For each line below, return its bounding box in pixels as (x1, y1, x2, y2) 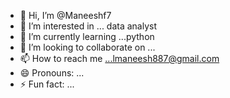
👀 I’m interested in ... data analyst (19, 20, 158, 32)
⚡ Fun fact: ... (19, 78, 75, 90)
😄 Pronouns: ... (19, 67, 85, 79)
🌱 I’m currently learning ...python (19, 31, 155, 42)
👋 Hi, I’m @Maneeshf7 (19, 10, 112, 21)
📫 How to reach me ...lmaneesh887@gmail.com (19, 53, 220, 64)
